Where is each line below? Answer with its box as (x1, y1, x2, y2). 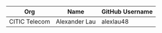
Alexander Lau (55, 18, 96, 25)
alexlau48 (101, 18, 129, 25)
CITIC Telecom (9, 18, 50, 25)
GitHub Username (101, 8, 153, 15)
